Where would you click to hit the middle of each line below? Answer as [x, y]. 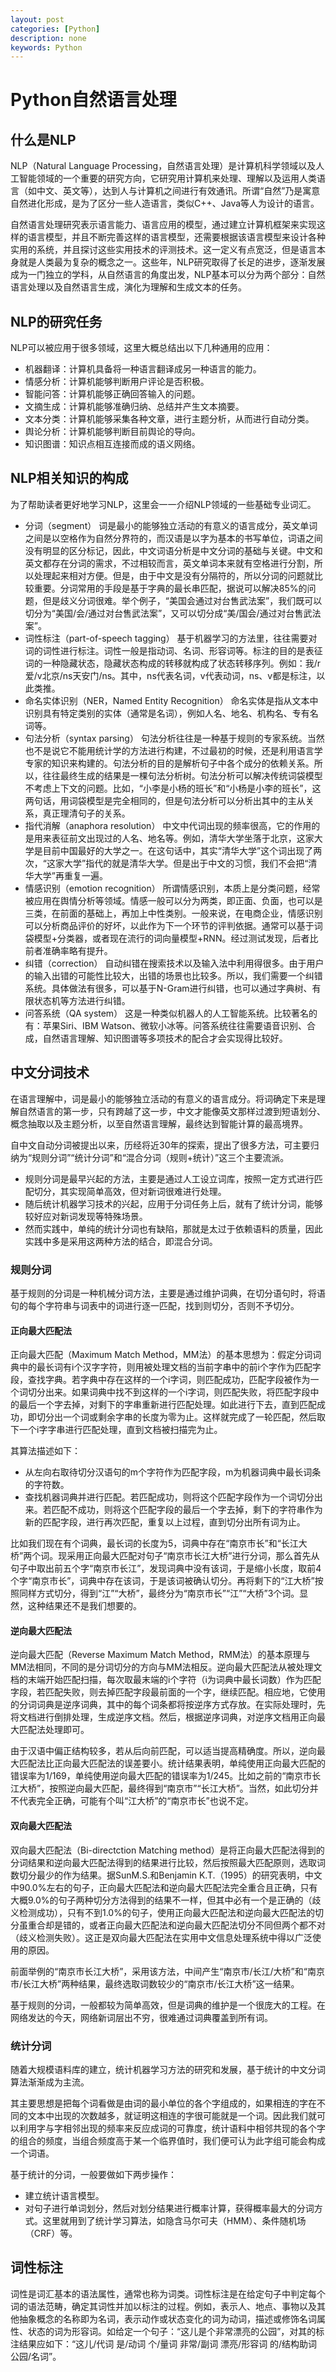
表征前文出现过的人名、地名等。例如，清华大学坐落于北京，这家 [183, 838]
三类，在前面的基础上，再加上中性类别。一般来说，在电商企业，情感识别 [173, 913]
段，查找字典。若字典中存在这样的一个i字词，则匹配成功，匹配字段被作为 [160, 1380]
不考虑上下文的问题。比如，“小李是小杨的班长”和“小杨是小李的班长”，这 [173, 788]
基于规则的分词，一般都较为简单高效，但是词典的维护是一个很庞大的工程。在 [168, 2005]
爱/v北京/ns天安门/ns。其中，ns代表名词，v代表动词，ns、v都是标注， [170, 675]
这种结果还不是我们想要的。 [84, 1606]
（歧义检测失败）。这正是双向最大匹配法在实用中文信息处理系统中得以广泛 [161, 1937]
